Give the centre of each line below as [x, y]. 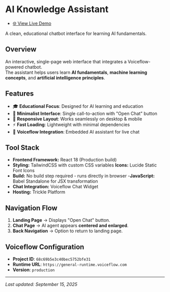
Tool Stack [22, 148]
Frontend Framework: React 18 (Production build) [65, 160]
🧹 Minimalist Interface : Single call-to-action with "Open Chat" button [85, 113]
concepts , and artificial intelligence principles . [55, 77]
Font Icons [24, 171]
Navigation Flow [31, 208]
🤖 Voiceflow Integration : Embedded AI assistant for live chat [76, 132]
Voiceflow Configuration [45, 247]
